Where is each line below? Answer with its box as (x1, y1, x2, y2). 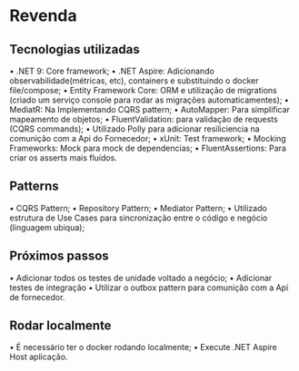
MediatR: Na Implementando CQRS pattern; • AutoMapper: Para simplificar (9, 104, 291, 114)
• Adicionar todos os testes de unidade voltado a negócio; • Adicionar (9, 272, 273, 283)
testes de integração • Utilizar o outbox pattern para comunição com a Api (9, 282, 289, 293)
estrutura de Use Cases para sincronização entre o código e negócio (9, 212, 268, 223)
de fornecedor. (9, 291, 65, 302)
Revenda (9, 5, 77, 26)
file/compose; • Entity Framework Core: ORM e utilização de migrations (9, 85, 277, 95)
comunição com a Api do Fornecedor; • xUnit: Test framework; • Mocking (9, 133, 286, 143)
